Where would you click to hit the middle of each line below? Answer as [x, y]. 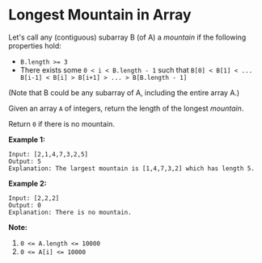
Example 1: [27, 140]
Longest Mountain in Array [100, 15]
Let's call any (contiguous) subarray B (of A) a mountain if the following [127, 37]
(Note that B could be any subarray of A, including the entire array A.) [124, 92]
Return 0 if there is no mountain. [62, 123]
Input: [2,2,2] [34, 198]
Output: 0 [25, 205]
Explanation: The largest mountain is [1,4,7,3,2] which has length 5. [131, 168]
